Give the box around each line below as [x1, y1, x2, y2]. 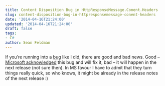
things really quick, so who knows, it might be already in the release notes [5, 70, 158, 76]
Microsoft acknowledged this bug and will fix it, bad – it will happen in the [5, 59, 157, 65]
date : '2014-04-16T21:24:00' [5, 17, 66, 22]
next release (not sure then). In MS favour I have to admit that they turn [5, 64, 152, 70]
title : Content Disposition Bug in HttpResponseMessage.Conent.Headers [5, 7, 158, 13]
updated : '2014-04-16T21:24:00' [5, 21, 73, 27]
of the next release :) [5, 75, 49, 81]
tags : [5, 31, 17, 36]
